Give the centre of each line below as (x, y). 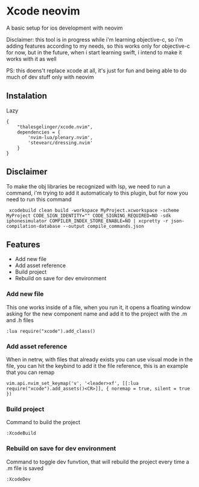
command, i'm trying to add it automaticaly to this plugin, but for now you (97, 193)
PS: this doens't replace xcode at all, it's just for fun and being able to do (96, 70)
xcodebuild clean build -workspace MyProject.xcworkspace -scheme (94, 210)
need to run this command (39, 199)
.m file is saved (25, 468)
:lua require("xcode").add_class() (51, 331)
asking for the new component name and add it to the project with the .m (97, 314)
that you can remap (30, 372)
